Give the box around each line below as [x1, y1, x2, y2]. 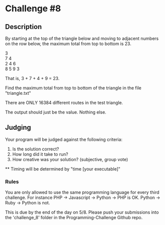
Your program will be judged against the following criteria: [5, 136, 123, 142]
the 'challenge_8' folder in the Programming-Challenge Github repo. [5, 215, 143, 221]
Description [5, 23, 42, 31]
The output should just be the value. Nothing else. [5, 109, 107, 115]
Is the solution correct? [12, 146, 59, 152]
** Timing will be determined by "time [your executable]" [5, 166, 121, 172]
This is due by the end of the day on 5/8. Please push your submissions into [5, 209, 159, 215]
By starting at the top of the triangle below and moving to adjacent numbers [5, 35, 159, 41]
